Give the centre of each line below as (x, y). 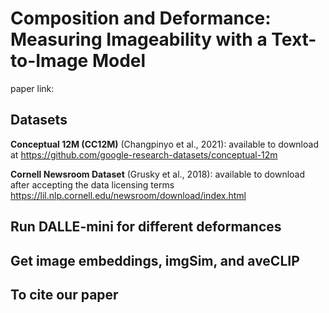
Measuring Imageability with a (139, 39)
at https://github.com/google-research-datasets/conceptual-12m (144, 154)
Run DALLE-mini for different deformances (146, 227)
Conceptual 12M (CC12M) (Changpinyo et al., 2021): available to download (164, 144)
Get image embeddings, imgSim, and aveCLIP (155, 260)
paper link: (32, 88)
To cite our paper (64, 294)
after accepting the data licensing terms (92, 184)
